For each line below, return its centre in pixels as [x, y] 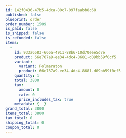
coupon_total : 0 [22, 127]
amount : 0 [29, 90]
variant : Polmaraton [40, 66]
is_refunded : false [26, 38]
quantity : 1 [27, 76]
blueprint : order [24, 19]
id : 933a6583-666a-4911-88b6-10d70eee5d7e [60, 52]
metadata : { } [30, 104]
